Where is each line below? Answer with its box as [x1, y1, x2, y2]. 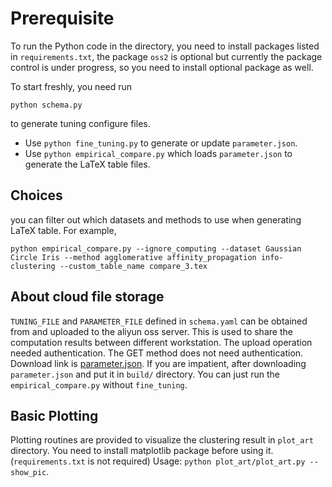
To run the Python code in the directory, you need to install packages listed [10, 40, 320, 52]
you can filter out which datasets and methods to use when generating [10, 213, 302, 226]
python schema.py [10, 100, 83, 110]
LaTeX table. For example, [10, 224, 117, 236]
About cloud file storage [10, 288, 165, 306]
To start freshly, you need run [10, 80, 133, 92]
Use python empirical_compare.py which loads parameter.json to [24, 147, 293, 159]
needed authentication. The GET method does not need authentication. [10, 347, 304, 359]
